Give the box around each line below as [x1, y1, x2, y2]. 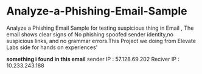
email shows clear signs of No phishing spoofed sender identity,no [6, 30, 173, 38]
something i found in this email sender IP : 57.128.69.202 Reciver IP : [6, 55, 179, 62]
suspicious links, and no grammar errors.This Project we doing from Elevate [6, 37, 197, 44]
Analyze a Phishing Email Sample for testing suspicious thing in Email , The [6, 24, 194, 32]
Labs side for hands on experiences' [6, 44, 98, 51]
